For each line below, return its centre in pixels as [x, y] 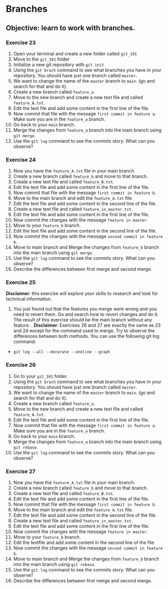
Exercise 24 [21, 160]
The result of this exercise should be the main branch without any [83, 320]
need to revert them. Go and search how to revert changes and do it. [86, 314]
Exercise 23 [21, 43]
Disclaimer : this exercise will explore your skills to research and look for [82, 294]
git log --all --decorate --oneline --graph [62, 352]
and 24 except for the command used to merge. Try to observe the [84, 331]
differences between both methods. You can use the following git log [86, 336]
